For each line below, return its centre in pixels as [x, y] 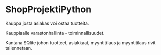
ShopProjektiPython [48, 9]
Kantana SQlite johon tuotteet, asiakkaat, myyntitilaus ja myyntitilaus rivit [80, 43]
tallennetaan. [19, 48]
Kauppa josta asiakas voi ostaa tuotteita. [47, 23]
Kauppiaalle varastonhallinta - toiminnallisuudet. [55, 33]
